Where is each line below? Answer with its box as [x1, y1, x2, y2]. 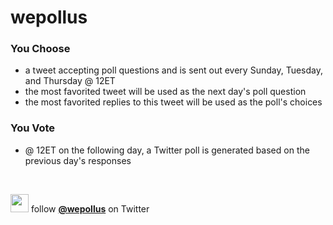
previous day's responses [24, 154, 132, 166]
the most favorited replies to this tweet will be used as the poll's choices [24, 96, 323, 108]
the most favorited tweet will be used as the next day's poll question [24, 86, 307, 98]
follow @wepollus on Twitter [30, 202, 150, 215]
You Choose [10, 42, 71, 56]
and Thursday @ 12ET [24, 75, 116, 87]
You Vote [10, 121, 56, 135]
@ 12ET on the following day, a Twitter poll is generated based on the [24, 144, 310, 156]
